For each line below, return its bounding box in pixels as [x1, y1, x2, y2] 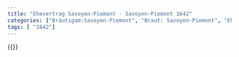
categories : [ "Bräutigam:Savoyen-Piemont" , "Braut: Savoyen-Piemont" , [7, 17, 221, 24]
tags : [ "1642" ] [7, 23, 55, 30]
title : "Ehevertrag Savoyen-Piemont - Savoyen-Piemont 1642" [7, 10, 193, 18]
